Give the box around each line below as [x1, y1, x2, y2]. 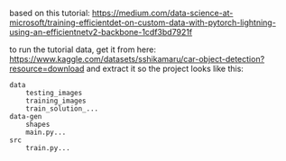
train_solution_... [25, 104, 99, 113]
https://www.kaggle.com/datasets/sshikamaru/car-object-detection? [9, 54, 265, 64]
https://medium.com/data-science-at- [91, 8, 234, 18]
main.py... [25, 128, 67, 137]
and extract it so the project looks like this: [86, 63, 244, 74]
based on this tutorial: [9, 8, 90, 18]
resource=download [9, 63, 85, 74]
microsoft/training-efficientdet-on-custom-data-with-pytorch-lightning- [9, 17, 277, 28]
